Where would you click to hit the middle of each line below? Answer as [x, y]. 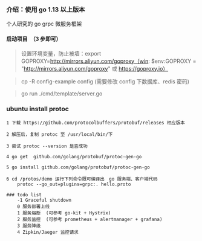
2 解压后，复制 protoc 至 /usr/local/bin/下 [60, 134]
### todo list [24, 194]
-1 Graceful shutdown [44, 200]
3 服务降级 [29, 226]
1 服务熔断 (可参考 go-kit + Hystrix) [64, 213]
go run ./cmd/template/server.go [62, 93]
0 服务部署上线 [34, 207]
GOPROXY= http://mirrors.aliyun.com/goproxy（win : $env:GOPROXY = [109, 61]
